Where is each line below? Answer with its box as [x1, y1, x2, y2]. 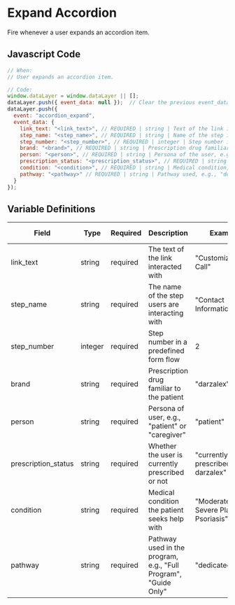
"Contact [194, 295, 225, 305]
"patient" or [148, 422, 187, 431]
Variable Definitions [7, 203, 96, 215]
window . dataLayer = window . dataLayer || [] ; [7, 92, 139, 99]
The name [148, 282, 182, 292]
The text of [148, 244, 185, 254]
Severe [194, 506, 218, 515]
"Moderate [194, 496, 231, 506]
